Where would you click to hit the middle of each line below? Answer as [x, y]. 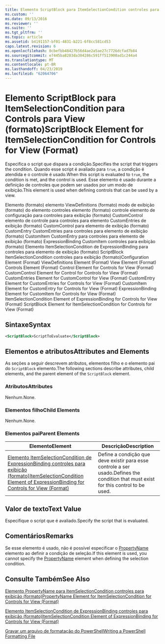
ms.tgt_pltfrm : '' [24, 32]
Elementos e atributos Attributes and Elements [77, 352]
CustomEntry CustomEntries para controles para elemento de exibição [77, 231]
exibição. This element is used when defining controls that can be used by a [82, 190]
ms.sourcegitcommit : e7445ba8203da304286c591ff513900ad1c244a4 [71, 55]
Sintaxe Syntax [28, 325]
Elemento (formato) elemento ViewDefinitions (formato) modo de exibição [80, 205]
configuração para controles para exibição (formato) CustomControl [74, 215]
